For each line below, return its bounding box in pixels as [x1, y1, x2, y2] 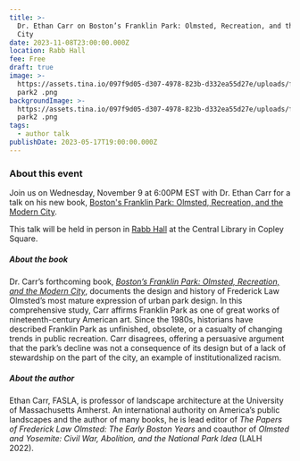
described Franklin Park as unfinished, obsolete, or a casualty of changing [9, 323, 283, 335]
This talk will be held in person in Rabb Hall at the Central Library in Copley [9, 224, 284, 235]
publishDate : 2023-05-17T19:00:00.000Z [9, 138, 158, 147]
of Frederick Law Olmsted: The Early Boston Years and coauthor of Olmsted [9, 423, 290, 434]
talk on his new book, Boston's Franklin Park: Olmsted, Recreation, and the [9, 197, 284, 208]
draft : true [9, 63, 54, 72]
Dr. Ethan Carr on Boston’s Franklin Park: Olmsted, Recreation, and [17, 21, 281, 30]
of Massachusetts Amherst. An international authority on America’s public [9, 404, 280, 415]
